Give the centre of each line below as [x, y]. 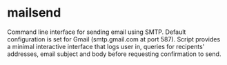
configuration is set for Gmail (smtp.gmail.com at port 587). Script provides [114, 39]
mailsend [34, 13]
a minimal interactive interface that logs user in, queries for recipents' [106, 46]
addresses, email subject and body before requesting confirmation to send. [114, 54]
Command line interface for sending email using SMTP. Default [97, 32]
